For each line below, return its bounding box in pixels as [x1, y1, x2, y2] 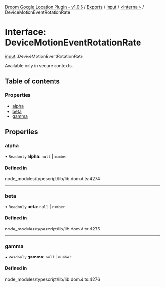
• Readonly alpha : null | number [5, 153, 68, 159]
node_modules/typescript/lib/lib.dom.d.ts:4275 [5, 226, 100, 232]
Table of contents [5, 77, 60, 86]
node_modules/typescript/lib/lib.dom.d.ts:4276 [5, 276, 101, 282]
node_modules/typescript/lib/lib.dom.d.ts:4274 [5, 175, 100, 181]
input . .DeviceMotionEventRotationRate [5, 53, 83, 59]
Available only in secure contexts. [5, 62, 73, 68]
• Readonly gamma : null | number [5, 254, 72, 260]
